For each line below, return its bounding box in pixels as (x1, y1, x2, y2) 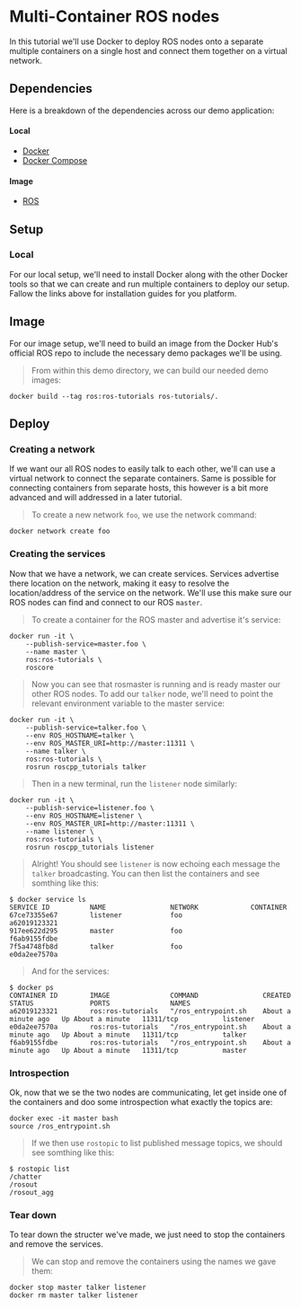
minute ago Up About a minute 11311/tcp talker (9, 1030, 247, 1039)
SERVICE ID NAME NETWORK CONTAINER (9, 903, 288, 912)
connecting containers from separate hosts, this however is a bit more (9, 482, 269, 493)
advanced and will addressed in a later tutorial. (9, 492, 182, 503)
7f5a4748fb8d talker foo (9, 941, 182, 951)
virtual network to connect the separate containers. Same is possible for (9, 473, 277, 484)
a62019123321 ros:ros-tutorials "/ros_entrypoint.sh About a (9, 1006, 292, 1016)
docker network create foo (9, 527, 111, 536)
